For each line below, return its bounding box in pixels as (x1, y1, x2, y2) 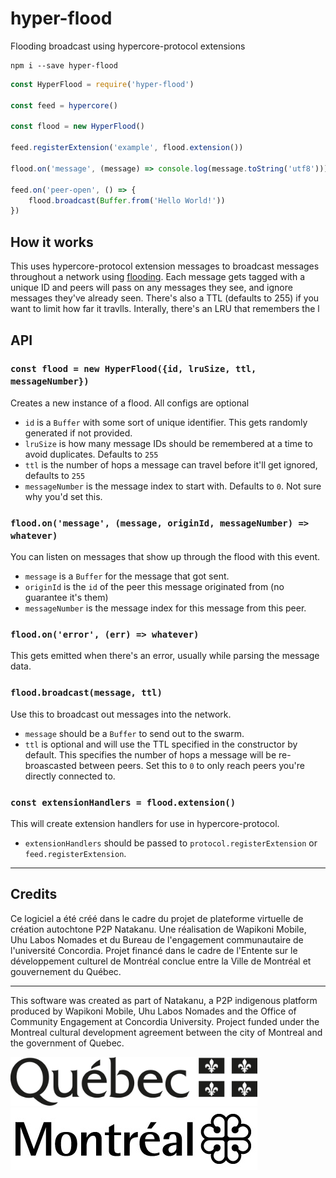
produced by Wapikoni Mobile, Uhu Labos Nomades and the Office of (10, 1005, 297, 1017)
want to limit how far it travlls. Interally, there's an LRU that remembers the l (10, 303, 320, 315)
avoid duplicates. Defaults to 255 (24, 448, 159, 460)
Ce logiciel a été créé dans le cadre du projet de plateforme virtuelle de (10, 912, 304, 924)
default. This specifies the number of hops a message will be (24, 748, 277, 761)
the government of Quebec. (10, 1037, 125, 1049)
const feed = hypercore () (10, 100, 118, 111)
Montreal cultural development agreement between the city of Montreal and (10, 1026, 323, 1038)
